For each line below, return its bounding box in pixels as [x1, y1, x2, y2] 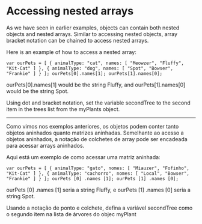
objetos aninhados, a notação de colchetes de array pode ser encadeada [6, 135, 188, 142]
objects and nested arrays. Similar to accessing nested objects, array [6, 30, 178, 37]
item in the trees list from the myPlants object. [6, 105, 120, 112]
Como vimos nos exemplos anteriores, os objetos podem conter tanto [6, 123, 179, 130]
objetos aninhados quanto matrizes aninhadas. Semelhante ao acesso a [6, 129, 185, 136]
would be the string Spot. [6, 87, 69, 94]
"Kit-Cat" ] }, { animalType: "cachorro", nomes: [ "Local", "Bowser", [6, 170, 189, 177]
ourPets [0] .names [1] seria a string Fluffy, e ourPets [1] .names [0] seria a [6, 186, 191, 193]
